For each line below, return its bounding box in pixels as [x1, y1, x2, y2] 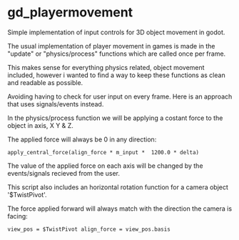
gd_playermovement [7, 4, 133, 21]
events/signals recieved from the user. [7, 169, 120, 177]
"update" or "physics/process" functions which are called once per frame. [7, 49, 226, 58]
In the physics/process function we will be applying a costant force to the [7, 114, 223, 122]
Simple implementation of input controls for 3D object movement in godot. [7, 28, 225, 36]
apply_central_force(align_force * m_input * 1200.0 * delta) [7, 149, 200, 156]
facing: [7, 211, 29, 220]
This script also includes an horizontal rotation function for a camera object [7, 183, 228, 191]
